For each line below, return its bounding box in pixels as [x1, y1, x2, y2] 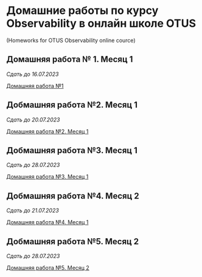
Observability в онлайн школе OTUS [6, 16, 197, 30]
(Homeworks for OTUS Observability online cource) [6, 36, 136, 44]
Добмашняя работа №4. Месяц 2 [6, 191, 139, 201]
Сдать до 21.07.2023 [6, 207, 59, 214]
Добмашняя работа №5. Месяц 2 [6, 236, 139, 247]
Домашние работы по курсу [6, 4, 159, 18]
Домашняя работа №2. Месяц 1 [6, 128, 89, 135]
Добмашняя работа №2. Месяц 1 [6, 100, 138, 110]
